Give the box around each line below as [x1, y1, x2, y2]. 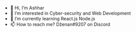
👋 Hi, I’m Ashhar [10, 5, 45, 11]
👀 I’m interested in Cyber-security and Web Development [10, 10, 131, 16]
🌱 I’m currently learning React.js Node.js [10, 16, 95, 21]
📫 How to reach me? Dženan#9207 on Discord [10, 21, 110, 27]
